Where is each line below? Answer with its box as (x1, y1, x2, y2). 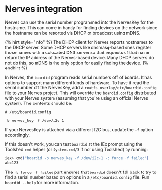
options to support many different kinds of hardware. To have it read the (5, 79, 149, 86)
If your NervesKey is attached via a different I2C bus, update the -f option (5, 126, 153, 132)
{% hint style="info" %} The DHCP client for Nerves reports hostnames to (5, 39, 153, 45)
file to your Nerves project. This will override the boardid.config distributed (5, 90, 157, 96)
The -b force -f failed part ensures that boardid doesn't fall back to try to (5, 169, 157, 175)
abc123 (5, 160, 18, 165)
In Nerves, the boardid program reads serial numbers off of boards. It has (5, 74, 152, 80)
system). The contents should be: (5, 100, 72, 106)
